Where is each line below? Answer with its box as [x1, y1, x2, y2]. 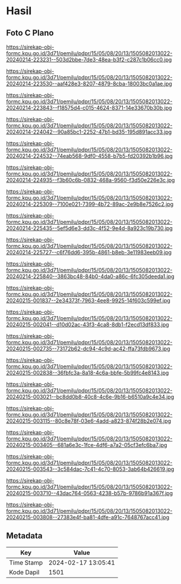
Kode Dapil [9, 568, 40, 576]
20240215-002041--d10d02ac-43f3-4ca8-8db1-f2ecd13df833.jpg [6, 321, 169, 328]
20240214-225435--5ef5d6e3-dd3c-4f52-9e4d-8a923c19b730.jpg [6, 225, 173, 232]
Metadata [6, 531, 43, 541]
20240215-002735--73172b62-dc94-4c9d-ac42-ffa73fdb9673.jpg [6, 345, 170, 352]
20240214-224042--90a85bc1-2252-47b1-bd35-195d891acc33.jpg [6, 129, 172, 135]
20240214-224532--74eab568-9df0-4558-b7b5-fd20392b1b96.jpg [6, 152, 173, 159]
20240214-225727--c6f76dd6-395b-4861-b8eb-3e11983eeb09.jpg [6, 249, 172, 256]
